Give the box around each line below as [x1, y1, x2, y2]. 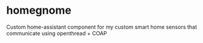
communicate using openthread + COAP [6, 29, 107, 36]
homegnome [6, 4, 72, 17]
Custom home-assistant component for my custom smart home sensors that [6, 23, 198, 30]
